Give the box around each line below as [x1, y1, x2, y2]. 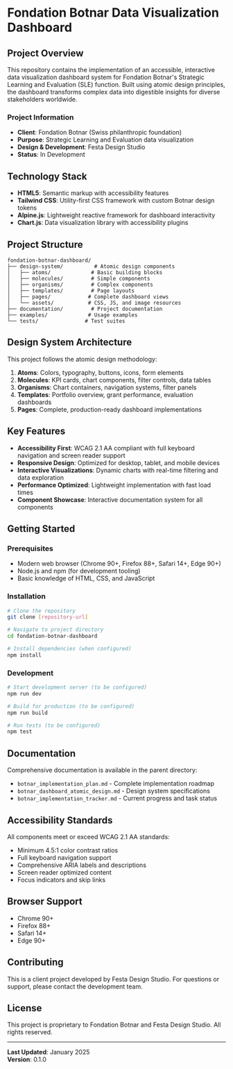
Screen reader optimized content [17, 868, 112, 876]
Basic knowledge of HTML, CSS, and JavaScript [17, 574, 155, 582]
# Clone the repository [7, 607, 76, 614]
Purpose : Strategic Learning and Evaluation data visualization [17, 135, 194, 144]
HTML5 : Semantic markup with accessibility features [17, 189, 169, 197]
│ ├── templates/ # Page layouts [7, 287, 135, 294]
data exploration [17, 473, 64, 482]
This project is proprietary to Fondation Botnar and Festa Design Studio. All [7, 1020, 221, 1029]
